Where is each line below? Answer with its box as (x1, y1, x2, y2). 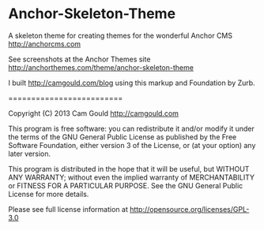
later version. (8, 149, 51, 158)
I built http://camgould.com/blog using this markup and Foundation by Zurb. (8, 78, 255, 87)
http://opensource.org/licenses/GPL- (129, 204, 250, 213)
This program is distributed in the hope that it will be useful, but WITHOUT (8, 164, 250, 173)
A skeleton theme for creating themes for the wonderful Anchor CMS (8, 31, 233, 40)
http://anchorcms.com (8, 39, 81, 48)
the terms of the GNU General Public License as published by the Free (8, 132, 237, 142)
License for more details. (8, 189, 89, 198)
